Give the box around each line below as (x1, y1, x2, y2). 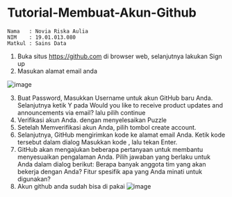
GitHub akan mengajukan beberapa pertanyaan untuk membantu (17, 145, 204, 153)
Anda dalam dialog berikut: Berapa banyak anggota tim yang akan (17, 160, 206, 168)
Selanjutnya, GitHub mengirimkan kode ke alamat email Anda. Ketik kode (17, 130, 226, 139)
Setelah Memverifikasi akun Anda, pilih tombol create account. (17, 123, 197, 131)
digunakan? (17, 175, 51, 183)
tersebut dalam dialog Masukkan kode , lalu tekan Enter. (17, 137, 178, 146)
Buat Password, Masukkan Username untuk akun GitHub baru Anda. (17, 94, 213, 102)
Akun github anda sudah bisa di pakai (17, 182, 125, 190)
